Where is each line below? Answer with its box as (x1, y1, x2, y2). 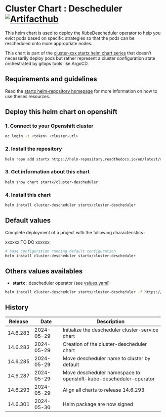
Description (96, 318, 125, 325)
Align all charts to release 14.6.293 (62, 386, 145, 393)
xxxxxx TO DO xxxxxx (5, 239, 50, 245)
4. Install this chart (5, 191, 51, 198)
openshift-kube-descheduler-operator (62, 375, 155, 382)
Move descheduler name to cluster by (62, 355, 151, 362)
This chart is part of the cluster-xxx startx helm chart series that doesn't (5, 50, 152, 56)
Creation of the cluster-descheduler (62, 340, 147, 347)
